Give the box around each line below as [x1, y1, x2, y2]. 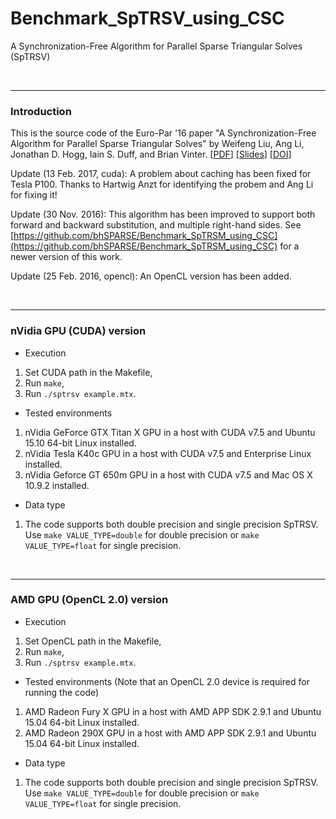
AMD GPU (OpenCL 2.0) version [10, 593, 169, 607]
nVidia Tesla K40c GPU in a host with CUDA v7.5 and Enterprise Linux [24, 447, 312, 459]
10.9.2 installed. [24, 479, 90, 491]
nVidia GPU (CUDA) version [10, 324, 147, 338]
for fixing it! [10, 189, 58, 201]
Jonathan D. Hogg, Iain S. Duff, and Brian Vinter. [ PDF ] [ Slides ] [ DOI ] [10, 148, 292, 161]
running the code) [24, 686, 100, 698]
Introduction [10, 104, 72, 118]
